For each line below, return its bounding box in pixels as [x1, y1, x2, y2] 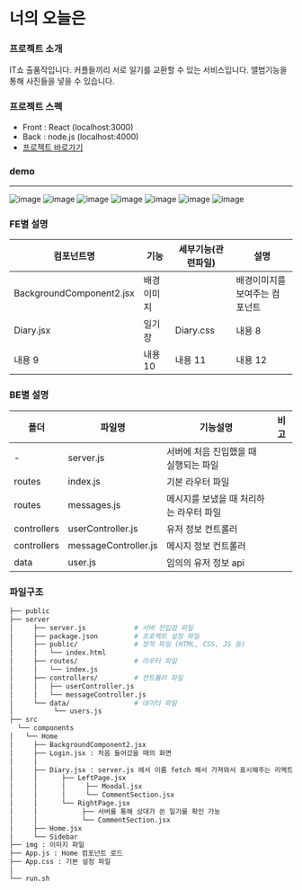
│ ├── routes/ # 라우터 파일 [9, 657, 178, 666]
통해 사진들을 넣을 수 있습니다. [9, 76, 115, 86]
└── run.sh [9, 874, 50, 883]
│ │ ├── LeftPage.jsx [9, 774, 127, 783]
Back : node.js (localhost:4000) [22, 131, 139, 142]
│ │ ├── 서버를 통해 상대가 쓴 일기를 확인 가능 [9, 806, 221, 816]
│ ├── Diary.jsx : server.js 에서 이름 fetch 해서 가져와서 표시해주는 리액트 [9, 765, 294, 774]
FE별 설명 [9, 218, 49, 230]
